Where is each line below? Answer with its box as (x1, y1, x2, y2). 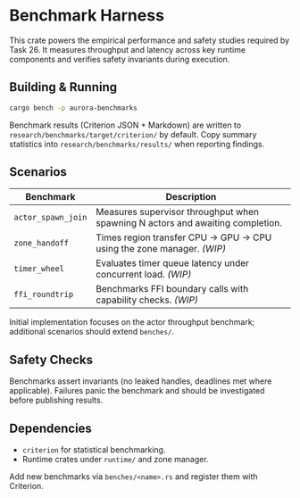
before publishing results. (9, 394, 104, 406)
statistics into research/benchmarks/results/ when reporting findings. (9, 138, 265, 149)
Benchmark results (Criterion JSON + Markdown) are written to (9, 120, 242, 130)
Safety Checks (9, 352, 94, 367)
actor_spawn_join (13, 212, 87, 223)
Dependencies (9, 420, 92, 436)
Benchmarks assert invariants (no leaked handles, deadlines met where (9, 376, 272, 386)
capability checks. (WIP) (95, 294, 199, 306)
